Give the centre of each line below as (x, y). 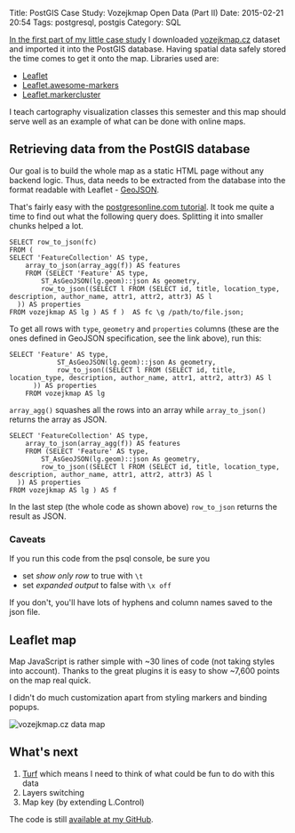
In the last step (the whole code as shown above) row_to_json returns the (144, 506)
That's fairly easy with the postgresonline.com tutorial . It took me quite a (142, 206)
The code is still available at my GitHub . (81, 819)
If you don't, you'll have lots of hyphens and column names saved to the (141, 603)
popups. (24, 707)
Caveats (28, 539)
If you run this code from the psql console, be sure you (110, 559)
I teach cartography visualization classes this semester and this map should (148, 112)
